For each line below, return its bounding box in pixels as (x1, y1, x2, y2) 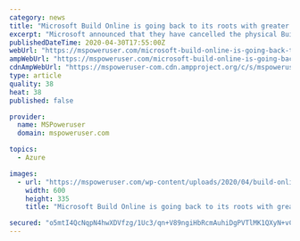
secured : (9, 219, 42, 228)
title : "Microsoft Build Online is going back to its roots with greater (9, 21, 290, 30)
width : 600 (25, 186, 66, 195)
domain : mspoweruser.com (17, 129, 110, 138)
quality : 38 (9, 79, 54, 88)
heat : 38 (9, 87, 42, 96)
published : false (9, 96, 74, 105)
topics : (9, 145, 38, 154)
